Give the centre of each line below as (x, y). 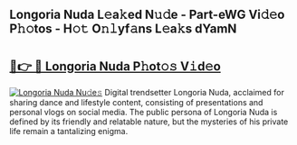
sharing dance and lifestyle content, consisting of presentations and (136, 102)
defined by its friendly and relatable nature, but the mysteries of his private (149, 122)
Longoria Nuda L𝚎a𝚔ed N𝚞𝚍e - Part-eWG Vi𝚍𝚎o (147, 15)
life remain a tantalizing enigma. (69, 131)
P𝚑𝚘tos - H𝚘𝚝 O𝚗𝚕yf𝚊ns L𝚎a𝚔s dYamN (123, 29)
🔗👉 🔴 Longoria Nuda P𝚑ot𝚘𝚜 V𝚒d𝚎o (115, 66)
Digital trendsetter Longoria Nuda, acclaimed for (195, 92)
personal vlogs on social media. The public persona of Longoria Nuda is (144, 112)
